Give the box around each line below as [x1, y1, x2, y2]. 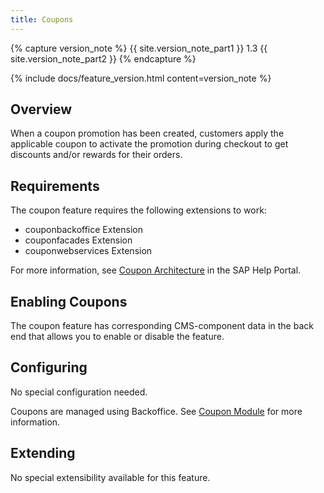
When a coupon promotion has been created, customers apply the [10, 127, 285, 140]
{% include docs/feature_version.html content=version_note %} [10, 72, 272, 84]
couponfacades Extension [24, 234, 133, 246]
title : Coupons [10, 14, 74, 25]
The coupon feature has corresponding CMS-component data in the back [10, 320, 314, 332]
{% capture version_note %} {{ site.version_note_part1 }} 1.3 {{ [10, 42, 268, 54]
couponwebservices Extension [24, 245, 153, 257]
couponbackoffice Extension [24, 224, 143, 236]
